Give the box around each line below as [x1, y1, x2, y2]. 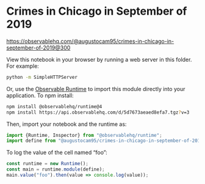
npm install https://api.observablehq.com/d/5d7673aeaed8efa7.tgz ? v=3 [6, 109, 190, 116]
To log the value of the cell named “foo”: [6, 149, 108, 156]
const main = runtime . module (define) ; [6, 166, 105, 172]
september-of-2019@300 [6, 44, 71, 51]
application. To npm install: [6, 92, 74, 99]
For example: [6, 62, 40, 70]
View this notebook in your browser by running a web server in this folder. [6, 56, 192, 63]
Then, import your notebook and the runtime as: [6, 120, 127, 128]
